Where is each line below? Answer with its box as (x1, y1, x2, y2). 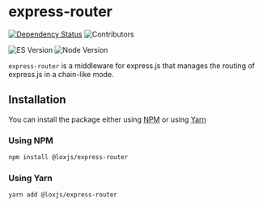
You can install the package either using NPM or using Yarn (8, 114, 206, 124)
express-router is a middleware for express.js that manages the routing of (8, 60, 255, 71)
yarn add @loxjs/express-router (8, 191, 117, 199)
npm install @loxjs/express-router (8, 153, 129, 162)
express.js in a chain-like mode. (8, 69, 115, 79)
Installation (8, 93, 66, 107)
